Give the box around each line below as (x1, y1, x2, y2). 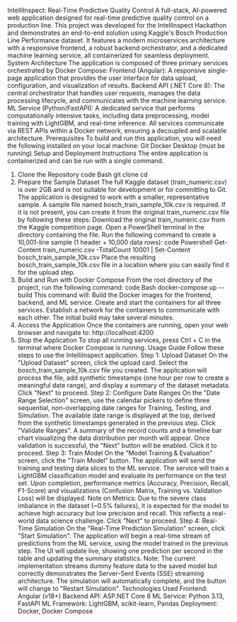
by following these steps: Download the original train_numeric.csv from (17, 215, 226, 224)
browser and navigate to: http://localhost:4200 (17, 329, 154, 337)
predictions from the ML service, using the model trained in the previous (17, 539, 229, 548)
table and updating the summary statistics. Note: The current (17, 554, 196, 562)
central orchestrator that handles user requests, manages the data (7, 89, 201, 97)
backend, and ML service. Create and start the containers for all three (17, 298, 221, 307)
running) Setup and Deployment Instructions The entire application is (7, 149, 209, 157)
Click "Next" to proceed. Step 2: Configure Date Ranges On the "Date (17, 389, 221, 397)
